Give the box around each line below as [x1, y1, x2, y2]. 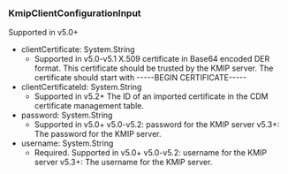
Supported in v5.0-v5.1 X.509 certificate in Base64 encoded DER [34, 54, 270, 64]
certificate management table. [34, 101, 145, 111]
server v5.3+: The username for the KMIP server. [34, 157, 213, 168]
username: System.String [20, 138, 114, 148]
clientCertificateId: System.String [20, 82, 142, 93]
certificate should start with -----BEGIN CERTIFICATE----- [34, 72, 247, 83]
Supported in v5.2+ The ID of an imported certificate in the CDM [34, 91, 269, 102]
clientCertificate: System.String [20, 44, 135, 55]
